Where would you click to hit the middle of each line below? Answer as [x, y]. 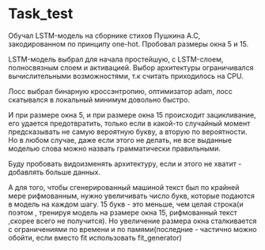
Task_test [41, 14]
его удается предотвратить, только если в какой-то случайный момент [129, 123]
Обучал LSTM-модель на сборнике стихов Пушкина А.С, [104, 35]
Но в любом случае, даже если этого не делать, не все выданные [120, 140]
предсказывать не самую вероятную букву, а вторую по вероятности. [128, 132]
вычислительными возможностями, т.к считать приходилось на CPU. [126, 76]
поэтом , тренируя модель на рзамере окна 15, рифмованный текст [123, 212]
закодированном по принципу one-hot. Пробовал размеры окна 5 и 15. [129, 43]
